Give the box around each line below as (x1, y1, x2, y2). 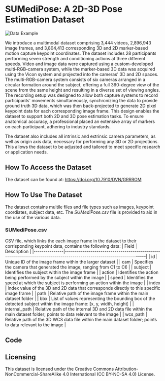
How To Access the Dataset (5, 163, 92, 172)
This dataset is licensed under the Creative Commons (5, 366, 114, 372)
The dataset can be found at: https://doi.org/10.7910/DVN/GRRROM (5, 176, 142, 182)
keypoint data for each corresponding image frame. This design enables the (5, 108, 160, 114)
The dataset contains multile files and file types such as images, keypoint (5, 204, 154, 210)
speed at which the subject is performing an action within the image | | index (5, 280, 161, 286)
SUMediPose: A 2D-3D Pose (5, 3, 123, 15)
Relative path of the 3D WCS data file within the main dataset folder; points (5, 316, 157, 322)
